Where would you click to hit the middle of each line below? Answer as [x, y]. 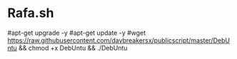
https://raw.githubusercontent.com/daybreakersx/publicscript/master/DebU [119, 40]
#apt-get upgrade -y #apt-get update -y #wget [77, 33]
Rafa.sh [31, 13]
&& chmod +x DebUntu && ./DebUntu [73, 48]
